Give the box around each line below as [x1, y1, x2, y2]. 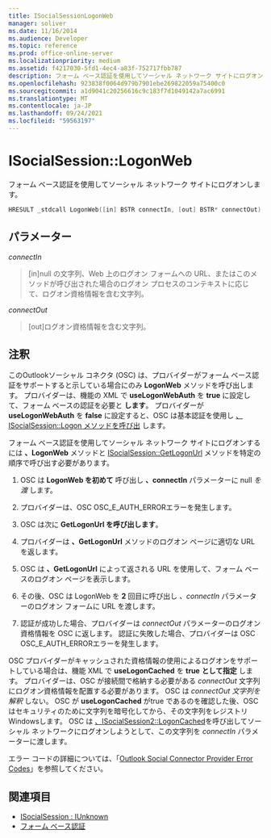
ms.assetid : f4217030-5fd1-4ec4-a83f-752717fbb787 [8, 65, 182, 73]
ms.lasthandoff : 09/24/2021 [8, 110, 103, 118]
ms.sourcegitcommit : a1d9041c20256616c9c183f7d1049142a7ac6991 [8, 86, 226, 95]
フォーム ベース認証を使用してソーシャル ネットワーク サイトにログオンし [8, 179, 254, 189]
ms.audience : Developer [8, 34, 89, 43]
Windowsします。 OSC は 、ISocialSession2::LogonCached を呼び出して [8, 716, 248, 727]
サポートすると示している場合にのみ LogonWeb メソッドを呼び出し [22, 380, 248, 390]
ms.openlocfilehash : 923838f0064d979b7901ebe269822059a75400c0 [8, 79, 226, 87]
